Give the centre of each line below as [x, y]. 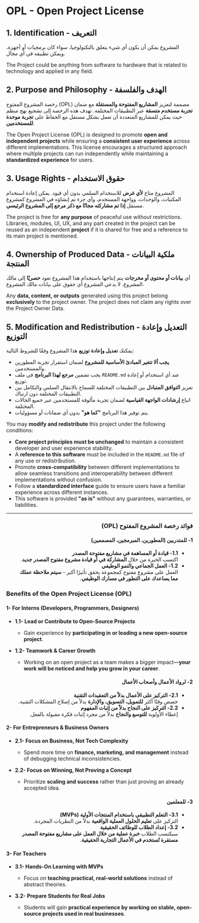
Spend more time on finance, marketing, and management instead [106, 752]
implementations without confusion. [58, 480]
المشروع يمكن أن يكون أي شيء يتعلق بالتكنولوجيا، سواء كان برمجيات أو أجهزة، [93, 47]
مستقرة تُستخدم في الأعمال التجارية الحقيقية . [129, 840]
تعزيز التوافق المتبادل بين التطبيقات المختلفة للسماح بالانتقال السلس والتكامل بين [104, 388]
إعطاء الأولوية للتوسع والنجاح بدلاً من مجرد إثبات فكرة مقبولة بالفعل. [104, 714]
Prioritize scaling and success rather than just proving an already [104, 781]
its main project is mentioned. [42, 236]
